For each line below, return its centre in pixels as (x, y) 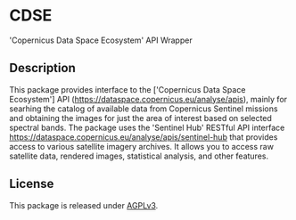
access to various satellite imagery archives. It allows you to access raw (142, 146)
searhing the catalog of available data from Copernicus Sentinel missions (144, 109)
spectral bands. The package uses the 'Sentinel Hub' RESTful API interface (147, 127)
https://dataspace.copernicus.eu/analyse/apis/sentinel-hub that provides (144, 137)
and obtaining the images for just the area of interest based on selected (140, 118)
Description (42, 68)
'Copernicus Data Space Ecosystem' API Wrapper (101, 40)
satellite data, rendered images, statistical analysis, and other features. (139, 156)
